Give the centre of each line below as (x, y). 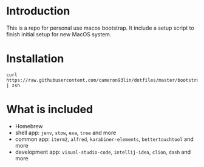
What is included (50, 110)
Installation (35, 59)
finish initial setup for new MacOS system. (59, 34)
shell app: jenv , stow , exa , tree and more (66, 133)
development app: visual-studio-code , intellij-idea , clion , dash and (103, 152)
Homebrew (29, 126)
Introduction (38, 11)
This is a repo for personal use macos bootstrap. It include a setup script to (100, 28)
